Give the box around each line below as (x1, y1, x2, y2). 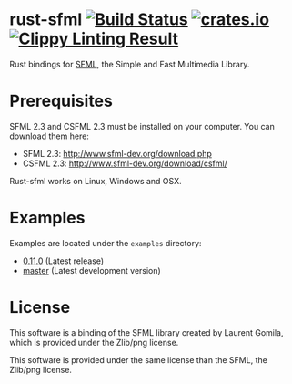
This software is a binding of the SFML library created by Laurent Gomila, (9, 327, 284, 337)
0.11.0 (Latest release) (22, 255, 105, 266)
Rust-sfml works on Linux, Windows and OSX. (9, 175, 182, 186)
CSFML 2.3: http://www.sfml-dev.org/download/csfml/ (22, 158, 227, 169)
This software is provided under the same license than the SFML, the (9, 354, 268, 365)
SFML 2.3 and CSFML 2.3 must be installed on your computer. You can (9, 120, 275, 131)
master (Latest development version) (22, 265, 161, 275)
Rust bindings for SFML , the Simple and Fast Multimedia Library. (9, 58, 250, 69)
